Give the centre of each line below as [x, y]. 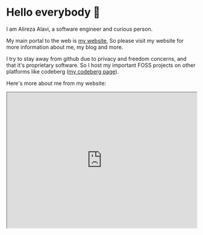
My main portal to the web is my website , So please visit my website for [95, 40]
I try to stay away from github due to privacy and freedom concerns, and [96, 58]
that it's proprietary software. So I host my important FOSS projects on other [101, 65]
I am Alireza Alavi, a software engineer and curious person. [80, 29]
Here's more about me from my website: [56, 83]
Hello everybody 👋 [53, 12]
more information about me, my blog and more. [65, 47]
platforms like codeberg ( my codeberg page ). [63, 71]
